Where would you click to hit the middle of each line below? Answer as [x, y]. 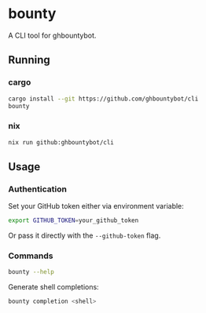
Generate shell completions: [54, 287]
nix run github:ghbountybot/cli [61, 142]
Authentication [37, 189]
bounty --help [31, 272]
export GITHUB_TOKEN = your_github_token [74, 220]
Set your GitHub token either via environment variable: [96, 206]
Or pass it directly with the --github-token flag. [85, 235]
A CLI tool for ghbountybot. [52, 35]
